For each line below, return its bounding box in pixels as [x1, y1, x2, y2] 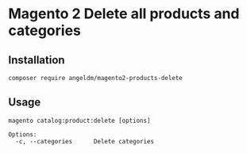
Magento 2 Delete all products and [8, 5, 240, 23]
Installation [8, 53, 65, 67]
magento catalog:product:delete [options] [8, 117, 151, 124]
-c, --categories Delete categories [15, 137, 155, 145]
